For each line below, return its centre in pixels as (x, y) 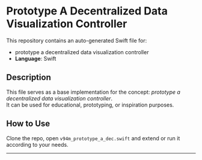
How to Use (28, 124)
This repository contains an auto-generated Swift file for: (77, 40)
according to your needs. (37, 144)
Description (29, 77)
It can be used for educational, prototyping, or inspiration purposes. (90, 105)
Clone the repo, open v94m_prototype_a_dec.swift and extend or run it (93, 138)
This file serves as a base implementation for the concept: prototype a (93, 92)
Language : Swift (35, 58)
